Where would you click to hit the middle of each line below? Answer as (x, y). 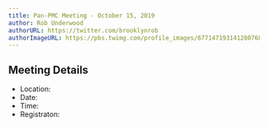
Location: (35, 89)
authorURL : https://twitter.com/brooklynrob (83, 30)
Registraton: (39, 114)
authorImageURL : (35, 38)
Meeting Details (49, 69)
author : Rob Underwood (46, 23)
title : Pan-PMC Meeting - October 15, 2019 (82, 15)
